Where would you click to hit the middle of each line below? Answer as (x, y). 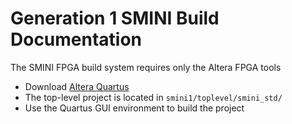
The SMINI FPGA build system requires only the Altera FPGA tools (146, 67)
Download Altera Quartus (77, 86)
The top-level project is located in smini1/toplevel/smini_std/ (153, 97)
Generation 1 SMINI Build (115, 18)
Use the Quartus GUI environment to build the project (134, 108)
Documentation (76, 39)
